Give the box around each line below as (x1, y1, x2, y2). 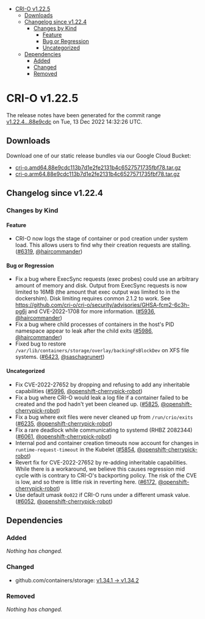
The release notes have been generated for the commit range (6, 111, 161, 118)
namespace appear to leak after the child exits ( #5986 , (15, 327, 154, 335)
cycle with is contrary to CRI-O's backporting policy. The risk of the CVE (15, 471, 197, 479)
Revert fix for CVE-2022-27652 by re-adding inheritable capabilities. (15, 458, 188, 466)
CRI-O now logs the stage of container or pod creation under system (15, 235, 188, 242)
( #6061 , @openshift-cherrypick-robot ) (15, 433, 112, 440)
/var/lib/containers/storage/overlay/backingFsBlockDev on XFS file (15, 347, 189, 354)
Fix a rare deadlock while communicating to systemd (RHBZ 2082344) (15, 426, 193, 433)
